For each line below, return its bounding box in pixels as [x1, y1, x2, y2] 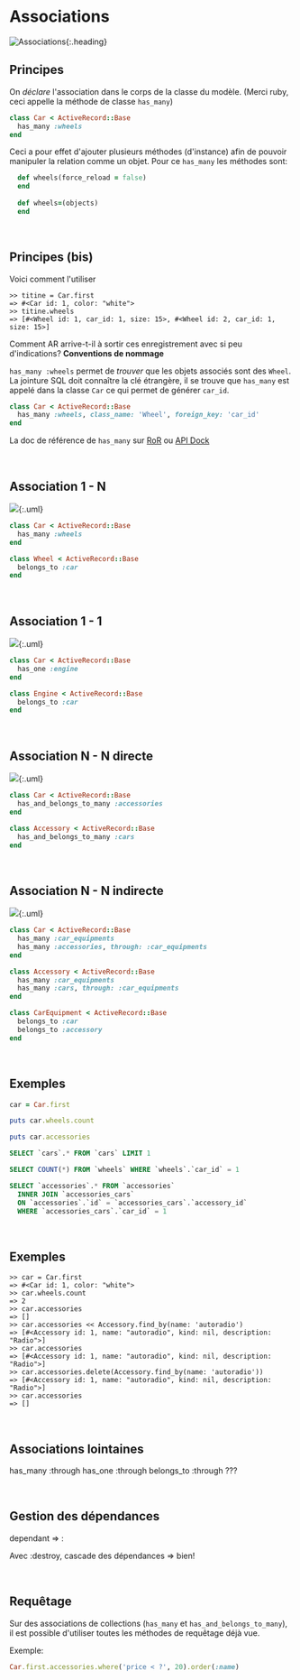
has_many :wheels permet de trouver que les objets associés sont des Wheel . [9, 365, 292, 376]
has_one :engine [17, 664, 78, 673]
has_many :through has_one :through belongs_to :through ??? [9, 1465, 238, 1476]
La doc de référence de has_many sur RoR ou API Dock [9, 435, 210, 446]
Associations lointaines [9, 1441, 144, 1456]
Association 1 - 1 [9, 614, 103, 629]
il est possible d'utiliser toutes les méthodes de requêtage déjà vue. [9, 1627, 260, 1638]
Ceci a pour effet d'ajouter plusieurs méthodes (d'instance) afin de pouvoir [9, 146, 287, 157]
